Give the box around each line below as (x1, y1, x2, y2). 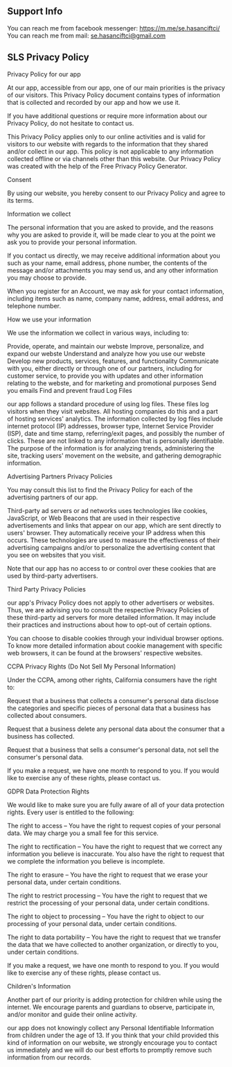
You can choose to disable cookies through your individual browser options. (7, 634, 224, 642)
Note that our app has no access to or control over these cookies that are (7, 564, 216, 572)
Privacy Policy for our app (7, 69, 81, 78)
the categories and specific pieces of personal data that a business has (7, 704, 211, 712)
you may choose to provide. (7, 274, 87, 282)
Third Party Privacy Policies (7, 585, 87, 593)
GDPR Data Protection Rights (7, 787, 90, 796)
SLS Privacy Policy (7, 51, 89, 63)
